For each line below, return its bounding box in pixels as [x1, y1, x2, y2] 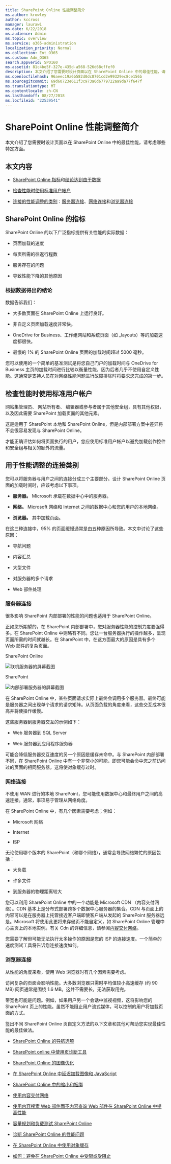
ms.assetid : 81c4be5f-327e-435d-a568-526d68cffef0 [5, 64, 115, 70]
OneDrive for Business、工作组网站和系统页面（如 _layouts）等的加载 [12, 332, 159, 338]
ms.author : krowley [5, 12, 47, 17]
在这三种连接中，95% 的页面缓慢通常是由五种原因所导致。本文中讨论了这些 [5, 525, 164, 532]
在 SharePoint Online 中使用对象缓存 [12, 1142, 89, 1148]
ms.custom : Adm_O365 [5, 55, 49, 60]
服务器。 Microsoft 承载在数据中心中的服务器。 [12, 493, 111, 499]
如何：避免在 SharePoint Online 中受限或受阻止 [12, 1153, 111, 1159]
